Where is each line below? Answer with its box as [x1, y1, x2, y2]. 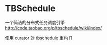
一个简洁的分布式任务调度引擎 [5, 19, 65, 25]
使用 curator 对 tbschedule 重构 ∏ [5, 35, 72, 41]
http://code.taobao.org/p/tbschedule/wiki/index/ [5, 25, 102, 30]
